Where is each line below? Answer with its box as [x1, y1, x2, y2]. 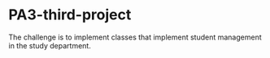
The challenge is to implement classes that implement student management [8, 32, 262, 42]
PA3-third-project [8, 6, 132, 24]
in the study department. [8, 40, 91, 50]
